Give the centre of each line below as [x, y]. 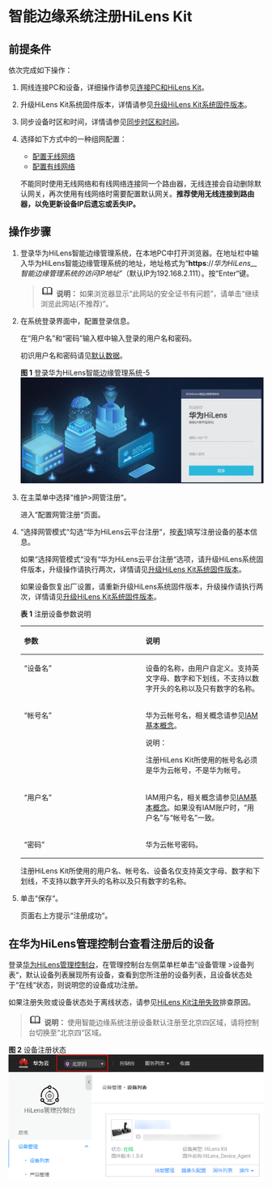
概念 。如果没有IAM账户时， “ [200, 807]
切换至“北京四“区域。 [71, 1033]
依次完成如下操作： [40, 70]
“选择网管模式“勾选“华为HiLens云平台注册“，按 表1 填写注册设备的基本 [135, 532]
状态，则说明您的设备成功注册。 [89, 985]
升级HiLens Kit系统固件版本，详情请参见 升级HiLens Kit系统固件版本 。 [136, 105]
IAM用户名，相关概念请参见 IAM [198, 797]
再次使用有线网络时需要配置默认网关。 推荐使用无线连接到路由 [151, 194]
